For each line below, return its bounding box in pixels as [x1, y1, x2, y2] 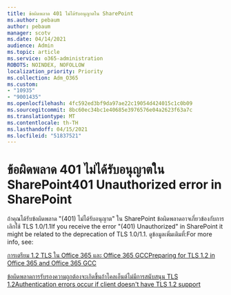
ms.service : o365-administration [7, 55, 103, 62]
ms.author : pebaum [7, 17, 60, 23]
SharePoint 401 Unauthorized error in [7, 177, 222, 193]
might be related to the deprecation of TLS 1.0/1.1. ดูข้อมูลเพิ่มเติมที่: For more [7, 230, 212, 238]
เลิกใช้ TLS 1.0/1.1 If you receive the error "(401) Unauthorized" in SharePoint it [7, 222, 223, 231]
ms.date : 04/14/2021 [7, 36, 67, 43]
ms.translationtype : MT [7, 113, 76, 120]
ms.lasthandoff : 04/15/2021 [7, 126, 88, 133]
